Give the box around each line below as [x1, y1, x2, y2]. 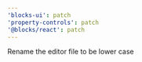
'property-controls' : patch [7, 19, 100, 26]
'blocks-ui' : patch [7, 11, 71, 19]
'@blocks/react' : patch [7, 26, 86, 33]
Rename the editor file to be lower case [7, 47, 134, 57]
